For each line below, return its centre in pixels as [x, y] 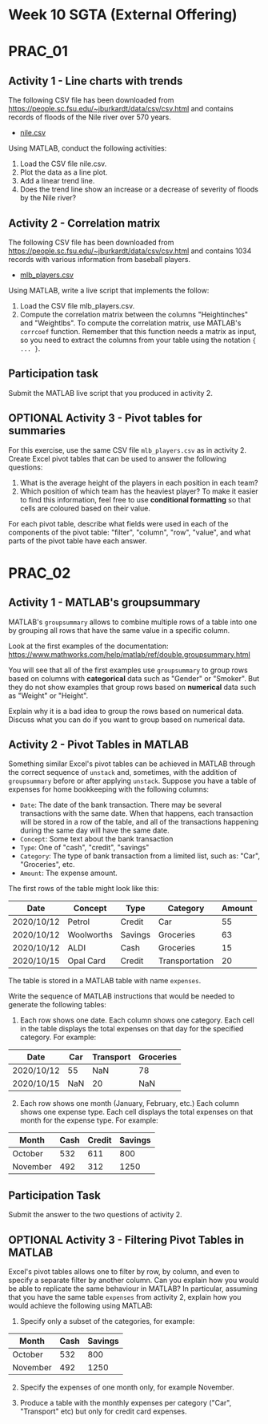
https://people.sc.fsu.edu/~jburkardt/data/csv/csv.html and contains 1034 [130, 251]
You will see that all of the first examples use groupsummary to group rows [128, 670]
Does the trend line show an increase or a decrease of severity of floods [139, 189]
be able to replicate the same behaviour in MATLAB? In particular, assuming [133, 1289]
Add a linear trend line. [57, 181]
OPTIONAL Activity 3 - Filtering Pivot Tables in [126, 1240]
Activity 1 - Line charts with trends [96, 81]
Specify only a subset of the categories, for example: [107, 1321]
